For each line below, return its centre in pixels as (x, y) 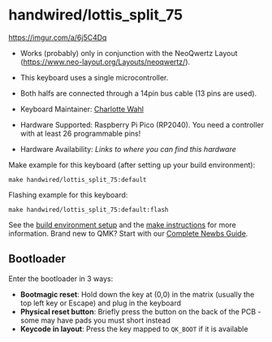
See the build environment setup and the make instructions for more (123, 224)
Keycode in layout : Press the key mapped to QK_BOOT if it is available (134, 329)
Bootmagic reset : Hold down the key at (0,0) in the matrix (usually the (137, 294)
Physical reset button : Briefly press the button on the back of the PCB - (140, 311)
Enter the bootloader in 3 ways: (61, 279)
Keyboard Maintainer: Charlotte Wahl (82, 109)
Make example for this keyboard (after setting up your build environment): (132, 165)
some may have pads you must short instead (95, 320)
